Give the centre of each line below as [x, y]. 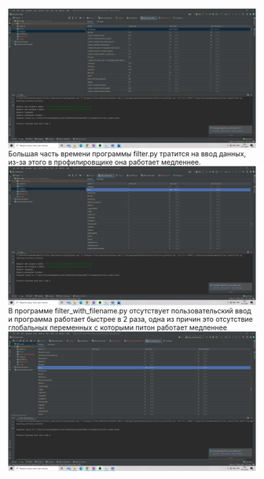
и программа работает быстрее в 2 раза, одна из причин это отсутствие [131, 319]
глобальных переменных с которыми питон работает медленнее [118, 327]
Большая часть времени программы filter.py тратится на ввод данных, [127, 153]
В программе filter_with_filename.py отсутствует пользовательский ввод [130, 311]
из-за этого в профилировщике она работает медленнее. [105, 162]
